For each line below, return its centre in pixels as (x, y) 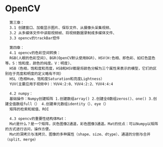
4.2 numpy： (21, 94)
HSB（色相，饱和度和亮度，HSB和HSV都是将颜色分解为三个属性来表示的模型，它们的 (81, 68)
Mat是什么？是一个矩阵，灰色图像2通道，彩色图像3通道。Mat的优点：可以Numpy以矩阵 (84, 124)
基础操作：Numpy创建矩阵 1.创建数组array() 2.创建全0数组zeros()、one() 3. (81, 98)
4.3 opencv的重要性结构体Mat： (38, 119)
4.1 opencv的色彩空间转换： (35, 53)
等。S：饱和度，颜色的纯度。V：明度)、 (39, 63)
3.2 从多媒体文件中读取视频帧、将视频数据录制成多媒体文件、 (63, 33)
